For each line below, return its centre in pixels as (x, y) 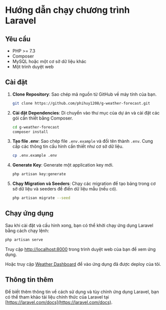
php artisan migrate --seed (41, 198)
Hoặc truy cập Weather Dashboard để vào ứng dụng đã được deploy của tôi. (83, 264)
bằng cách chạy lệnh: (27, 231)
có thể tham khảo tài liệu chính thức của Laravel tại (57, 297)
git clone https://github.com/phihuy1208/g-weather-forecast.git (81, 103)
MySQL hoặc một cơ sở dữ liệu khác (49, 61)
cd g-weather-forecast (36, 127)
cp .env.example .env (34, 156)
